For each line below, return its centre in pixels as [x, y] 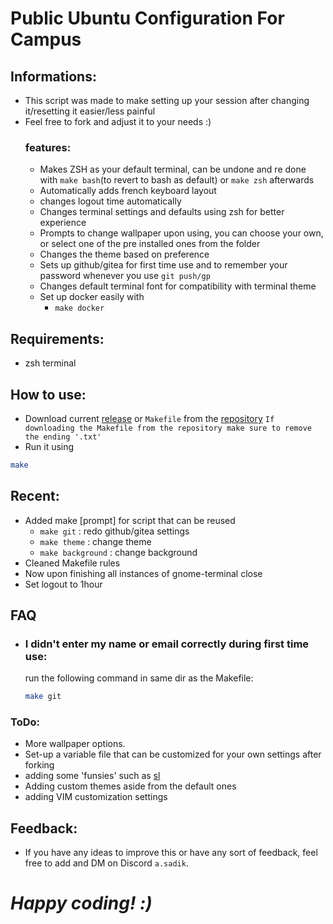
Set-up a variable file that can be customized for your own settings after [173, 754]
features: [48, 147]
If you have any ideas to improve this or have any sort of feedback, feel [171, 853]
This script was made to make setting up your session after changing [167, 100]
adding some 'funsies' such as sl [92, 776]
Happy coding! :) [81, 903]
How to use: [48, 394]
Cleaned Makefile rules [72, 563]
